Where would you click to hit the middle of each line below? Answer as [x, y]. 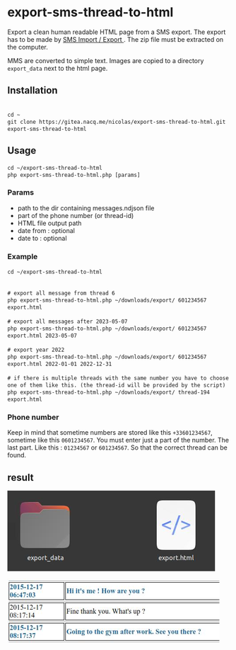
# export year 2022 [36, 350]
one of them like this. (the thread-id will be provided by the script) [117, 386]
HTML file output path [49, 223]
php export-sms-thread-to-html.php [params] [74, 175]
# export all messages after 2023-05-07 [68, 322]
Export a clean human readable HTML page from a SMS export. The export [117, 32]
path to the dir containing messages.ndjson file [86, 208]
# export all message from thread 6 [61, 293]
